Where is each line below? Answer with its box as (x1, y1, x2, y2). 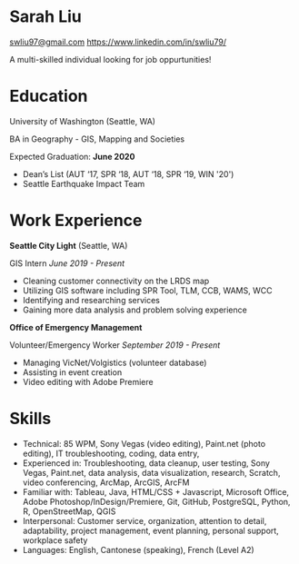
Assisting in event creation (22, 366, 123, 378)
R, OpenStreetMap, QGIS (22, 506, 116, 517)
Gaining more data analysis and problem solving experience (22, 304, 247, 315)
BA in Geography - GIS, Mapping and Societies (9, 134, 184, 144)
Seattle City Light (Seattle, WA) (9, 240, 128, 251)
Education (9, 86, 88, 106)
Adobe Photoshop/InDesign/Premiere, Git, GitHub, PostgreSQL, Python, (22, 496, 291, 507)
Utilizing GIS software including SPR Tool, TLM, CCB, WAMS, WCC (22, 284, 273, 296)
